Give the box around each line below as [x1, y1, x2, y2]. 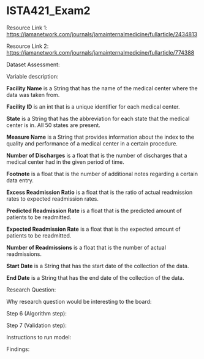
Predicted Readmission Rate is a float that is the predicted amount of [6, 207, 182, 214]
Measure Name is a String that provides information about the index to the [6, 133, 195, 141]
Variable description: [6, 72, 59, 80]
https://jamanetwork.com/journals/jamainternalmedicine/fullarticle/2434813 [6, 30, 198, 37]
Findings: [6, 345, 30, 353]
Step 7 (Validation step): [6, 322, 67, 329]
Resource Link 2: [6, 42, 49, 50]
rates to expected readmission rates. [6, 195, 99, 203]
